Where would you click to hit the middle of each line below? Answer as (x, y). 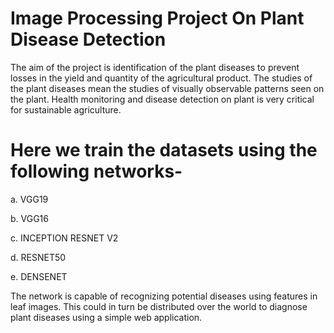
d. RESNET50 (38, 257)
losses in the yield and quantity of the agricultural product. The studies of (161, 78)
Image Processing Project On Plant (157, 18)
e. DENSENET (39, 276)
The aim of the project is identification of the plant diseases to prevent (155, 67)
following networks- (96, 171)
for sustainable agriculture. (66, 109)
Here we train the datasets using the (164, 150)
